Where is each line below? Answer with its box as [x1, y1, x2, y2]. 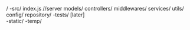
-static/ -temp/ [6, 18, 42, 24]
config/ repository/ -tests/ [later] [6, 11, 85, 18]
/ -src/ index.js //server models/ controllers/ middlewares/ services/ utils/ [6, 5, 184, 12]
